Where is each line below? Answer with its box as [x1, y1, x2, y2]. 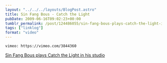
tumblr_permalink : [5, 21, 43, 26]
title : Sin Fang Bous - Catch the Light [5, 12, 90, 17]
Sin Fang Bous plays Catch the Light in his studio [5, 52, 105, 58]
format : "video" [5, 30, 39, 35]
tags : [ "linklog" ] [5, 26, 43, 31]
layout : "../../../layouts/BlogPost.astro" [5, 7, 97, 12]
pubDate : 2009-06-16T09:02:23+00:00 [5, 16, 81, 21]
